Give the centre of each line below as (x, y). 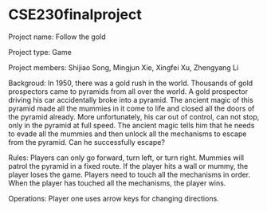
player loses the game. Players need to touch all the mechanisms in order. (130, 174)
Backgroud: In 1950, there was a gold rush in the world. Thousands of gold (131, 83)
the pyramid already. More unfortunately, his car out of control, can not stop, (134, 116)
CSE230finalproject (75, 15)
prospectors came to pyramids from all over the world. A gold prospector (128, 91)
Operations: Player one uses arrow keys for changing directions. (114, 198)
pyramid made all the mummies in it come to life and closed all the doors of (132, 108)
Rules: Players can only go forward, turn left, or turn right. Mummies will (126, 158)
